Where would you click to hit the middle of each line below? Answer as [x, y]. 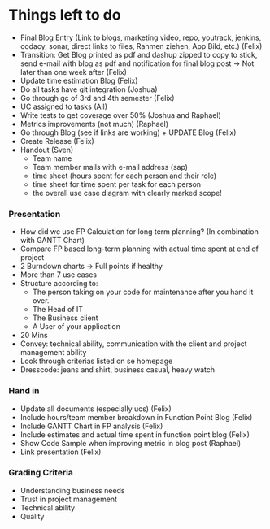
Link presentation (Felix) [61, 452]
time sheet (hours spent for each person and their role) [124, 176]
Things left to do [65, 15]
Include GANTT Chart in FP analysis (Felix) [91, 426]
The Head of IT [58, 310]
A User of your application [76, 327]
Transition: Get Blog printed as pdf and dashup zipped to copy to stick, [139, 54]
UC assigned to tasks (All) [64, 106]
